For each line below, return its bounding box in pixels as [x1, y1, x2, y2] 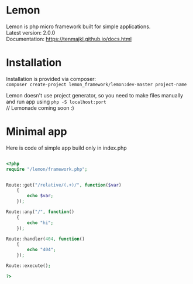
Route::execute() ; [6, 263, 51, 269]
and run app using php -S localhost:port [6, 98, 106, 105]
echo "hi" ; [27, 219, 54, 226]
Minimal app [6, 125, 67, 138]
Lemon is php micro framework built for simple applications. [6, 23, 151, 30]
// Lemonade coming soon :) [6, 104, 74, 111]
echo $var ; [27, 193, 54, 199]
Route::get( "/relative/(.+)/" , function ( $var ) [6, 182, 122, 188]
